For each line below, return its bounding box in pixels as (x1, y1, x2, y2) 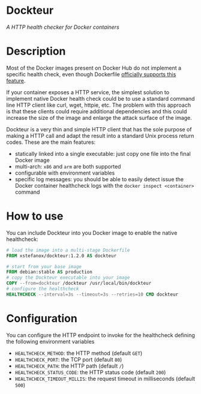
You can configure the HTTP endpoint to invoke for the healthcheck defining (6, 331, 195, 339)
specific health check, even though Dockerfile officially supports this (6, 70, 176, 78)
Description (6, 44, 66, 58)
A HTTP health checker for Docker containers (6, 23, 120, 31)
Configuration (6, 312, 78, 325)
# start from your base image (6, 263, 82, 270)
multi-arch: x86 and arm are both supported (14, 163, 121, 170)
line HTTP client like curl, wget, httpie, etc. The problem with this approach (6, 101, 191, 109)
